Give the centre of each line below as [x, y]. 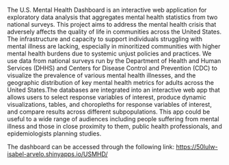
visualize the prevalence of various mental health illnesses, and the [102, 75]
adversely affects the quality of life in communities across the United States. [114, 31]
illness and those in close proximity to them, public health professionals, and [114, 126]
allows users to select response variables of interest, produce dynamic [107, 97]
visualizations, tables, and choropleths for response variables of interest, [109, 104]
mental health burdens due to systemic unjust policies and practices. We [109, 53]
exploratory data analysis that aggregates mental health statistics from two [112, 17]
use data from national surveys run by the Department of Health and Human [114, 61]
